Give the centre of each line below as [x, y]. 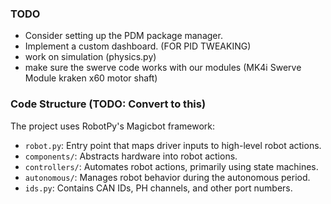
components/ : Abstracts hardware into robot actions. [131, 156]
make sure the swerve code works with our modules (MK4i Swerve [163, 68]
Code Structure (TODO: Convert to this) [108, 104]
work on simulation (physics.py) [90, 57]
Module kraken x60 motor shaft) [91, 78]
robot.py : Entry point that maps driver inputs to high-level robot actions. [173, 145]
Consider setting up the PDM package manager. [123, 36]
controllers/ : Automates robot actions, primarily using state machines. [171, 166]
